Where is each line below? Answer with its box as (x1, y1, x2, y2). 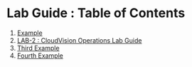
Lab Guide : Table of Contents (6, 5, 186, 21)
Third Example (16, 43, 60, 52)
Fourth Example (16, 51, 63, 60)
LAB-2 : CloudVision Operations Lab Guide (16, 36, 142, 44)
